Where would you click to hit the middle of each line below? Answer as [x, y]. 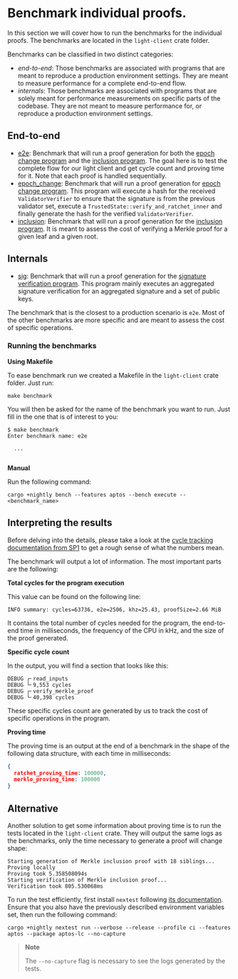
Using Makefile [30, 361]
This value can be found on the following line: [74, 596]
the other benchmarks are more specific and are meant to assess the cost [116, 320]
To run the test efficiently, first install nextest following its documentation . [115, 899]
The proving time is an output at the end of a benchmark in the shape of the [119, 745]
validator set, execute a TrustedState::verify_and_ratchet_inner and [120, 206]
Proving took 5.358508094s [47, 874]
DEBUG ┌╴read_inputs [38, 678]
